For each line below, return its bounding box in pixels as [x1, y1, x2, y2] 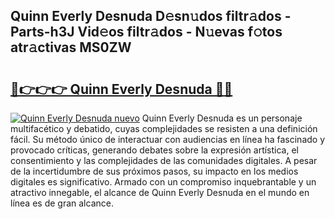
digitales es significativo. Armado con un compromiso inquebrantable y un [10, 176, 317, 188]
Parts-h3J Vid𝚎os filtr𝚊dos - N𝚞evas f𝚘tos [10, 24, 283, 41]
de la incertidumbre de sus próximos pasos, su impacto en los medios [10, 165, 299, 177]
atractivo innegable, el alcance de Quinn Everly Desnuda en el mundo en [10, 187, 310, 198]
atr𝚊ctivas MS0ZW [10, 39, 132, 56]
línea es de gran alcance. [10, 197, 114, 209]
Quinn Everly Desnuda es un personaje [141, 112, 303, 124]
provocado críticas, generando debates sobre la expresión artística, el [10, 144, 300, 156]
